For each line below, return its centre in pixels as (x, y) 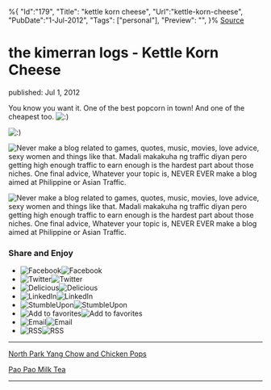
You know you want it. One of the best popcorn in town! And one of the (127, 107)
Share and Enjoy (41, 253)
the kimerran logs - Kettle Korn (114, 53)
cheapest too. (31, 116)
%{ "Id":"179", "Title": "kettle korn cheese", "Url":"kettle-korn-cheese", (126, 12)
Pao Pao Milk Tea (37, 370)
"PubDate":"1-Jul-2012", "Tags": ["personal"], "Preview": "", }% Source (126, 20)
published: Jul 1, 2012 (44, 92)
